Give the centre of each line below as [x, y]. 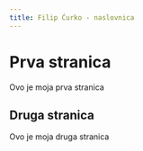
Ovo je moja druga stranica [59, 137]
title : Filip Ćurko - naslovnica [72, 18]
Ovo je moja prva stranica [57, 87]
